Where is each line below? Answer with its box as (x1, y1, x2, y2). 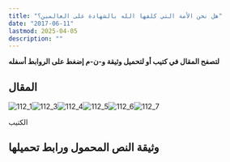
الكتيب (8, 117, 28, 127)
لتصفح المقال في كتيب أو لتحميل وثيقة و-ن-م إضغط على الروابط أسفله (8, 57, 220, 66)
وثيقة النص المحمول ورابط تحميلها (8, 141, 160, 155)
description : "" (8, 34, 63, 43)
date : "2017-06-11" (8, 19, 75, 28)
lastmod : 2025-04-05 (8, 27, 79, 35)
